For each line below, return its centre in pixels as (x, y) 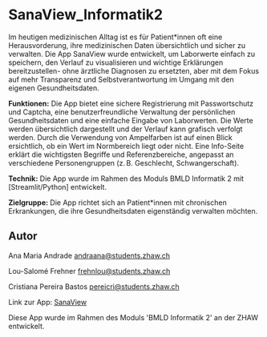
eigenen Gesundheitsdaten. (54, 88)
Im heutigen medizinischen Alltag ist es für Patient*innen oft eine (115, 37)
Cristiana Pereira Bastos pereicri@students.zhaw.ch (94, 287)
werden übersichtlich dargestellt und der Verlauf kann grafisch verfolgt (125, 129)
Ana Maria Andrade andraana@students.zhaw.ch (89, 255)
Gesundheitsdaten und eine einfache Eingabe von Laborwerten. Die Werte (131, 120)
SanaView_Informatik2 (85, 15)
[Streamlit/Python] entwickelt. (57, 187)
